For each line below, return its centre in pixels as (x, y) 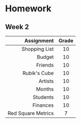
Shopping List (38, 49)
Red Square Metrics (31, 113)
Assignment (39, 41)
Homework (28, 9)
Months (45, 89)
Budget (45, 57)
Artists (46, 81)
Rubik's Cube (38, 73)
